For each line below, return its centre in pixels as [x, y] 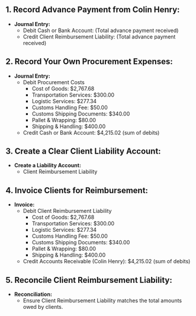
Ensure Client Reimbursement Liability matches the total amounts [102, 301]
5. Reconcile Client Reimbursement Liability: [89, 280]
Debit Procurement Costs [54, 82]
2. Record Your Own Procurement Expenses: [89, 62]
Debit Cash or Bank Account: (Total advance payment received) [101, 30]
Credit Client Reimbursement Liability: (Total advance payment [99, 36]
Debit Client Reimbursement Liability [67, 211]
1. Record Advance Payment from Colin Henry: [93, 10]
